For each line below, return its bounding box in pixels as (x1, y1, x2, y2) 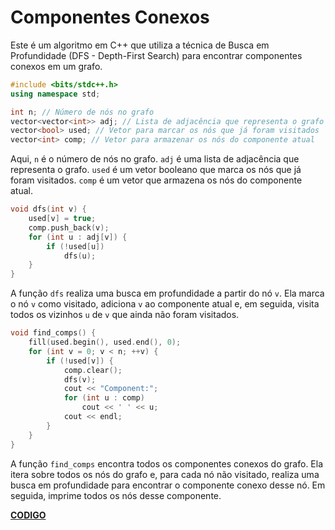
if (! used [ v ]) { (46, 356, 114, 366)
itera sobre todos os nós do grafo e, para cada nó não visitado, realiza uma (10, 468, 320, 480)
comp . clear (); (63, 365, 123, 375)
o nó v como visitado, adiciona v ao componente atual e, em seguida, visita (10, 298, 320, 310)
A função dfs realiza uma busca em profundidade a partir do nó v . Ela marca (10, 287, 325, 300)
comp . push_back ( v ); (28, 222, 110, 233)
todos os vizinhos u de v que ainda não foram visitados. (10, 309, 240, 321)
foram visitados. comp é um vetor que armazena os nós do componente (10, 174, 303, 186)
